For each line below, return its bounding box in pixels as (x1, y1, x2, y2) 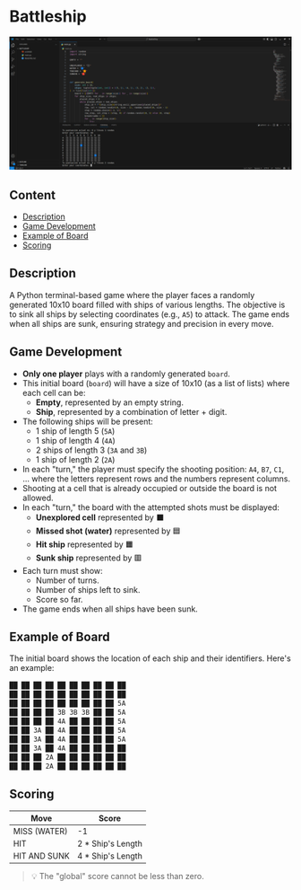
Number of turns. (35, 575, 100, 586)
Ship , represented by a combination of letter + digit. (35, 406, 228, 417)
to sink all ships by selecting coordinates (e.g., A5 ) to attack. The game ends (9, 308, 289, 320)
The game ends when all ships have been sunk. (21, 604, 199, 614)
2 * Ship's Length (77, 838, 143, 850)
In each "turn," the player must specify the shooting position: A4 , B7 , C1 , (21, 463, 285, 474)
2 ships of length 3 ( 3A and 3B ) (35, 445, 148, 455)
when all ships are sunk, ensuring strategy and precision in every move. (9, 318, 274, 329)
